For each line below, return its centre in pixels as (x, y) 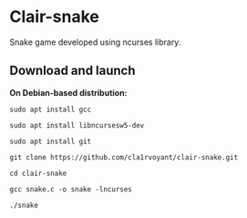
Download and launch (72, 71)
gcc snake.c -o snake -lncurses (71, 189)
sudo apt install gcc (51, 109)
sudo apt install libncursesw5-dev (77, 125)
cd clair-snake (38, 173)
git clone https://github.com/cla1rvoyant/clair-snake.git (124, 157)
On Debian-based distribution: (68, 92)
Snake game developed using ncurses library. (95, 42)
